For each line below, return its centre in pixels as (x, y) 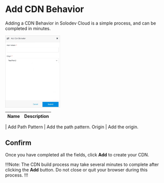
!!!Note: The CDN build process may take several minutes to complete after (82, 164)
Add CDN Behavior (45, 9)
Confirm (18, 143)
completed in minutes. (28, 28)
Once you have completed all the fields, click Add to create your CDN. (77, 155)
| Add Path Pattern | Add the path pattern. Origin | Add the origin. (72, 127)
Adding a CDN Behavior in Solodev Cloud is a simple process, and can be (81, 23)
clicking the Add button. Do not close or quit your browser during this (77, 170)
